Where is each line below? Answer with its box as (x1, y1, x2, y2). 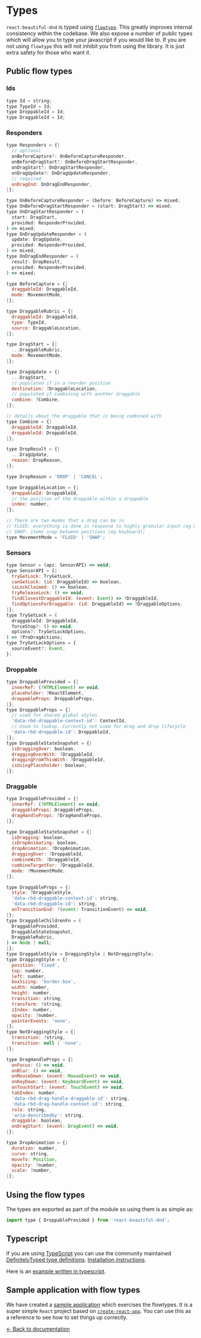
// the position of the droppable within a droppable (11, 495, 148, 502)
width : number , (11, 985, 50, 991)
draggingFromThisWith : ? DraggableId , (11, 757, 106, 763)
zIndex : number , (11, 1007, 52, 1013)
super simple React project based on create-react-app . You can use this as (6, 1307, 191, 1315)
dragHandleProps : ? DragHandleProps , (11, 812, 103, 818)
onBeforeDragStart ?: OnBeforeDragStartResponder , (11, 159, 138, 165)
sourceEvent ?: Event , (11, 646, 66, 652)
